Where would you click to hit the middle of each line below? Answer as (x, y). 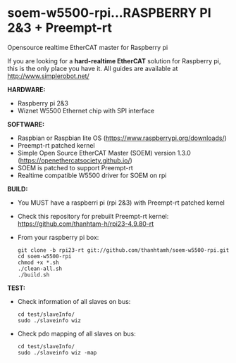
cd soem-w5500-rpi (44, 256)
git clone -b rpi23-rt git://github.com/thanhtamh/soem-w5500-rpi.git (123, 250)
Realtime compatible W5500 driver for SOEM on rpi (92, 175)
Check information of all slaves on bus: (74, 301)
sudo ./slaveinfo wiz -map (57, 352)
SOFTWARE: (26, 124)
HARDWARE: (26, 89)
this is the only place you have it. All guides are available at (93, 68)
